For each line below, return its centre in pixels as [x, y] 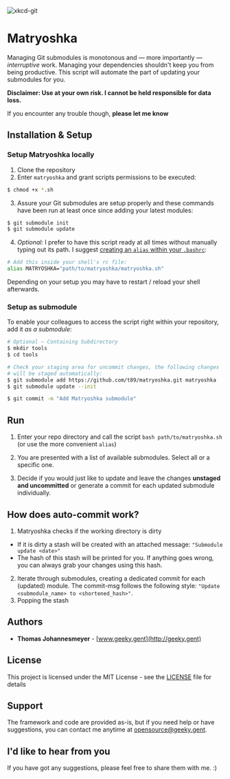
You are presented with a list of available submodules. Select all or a [114, 457]
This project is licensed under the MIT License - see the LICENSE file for [109, 677]
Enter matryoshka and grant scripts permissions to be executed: [106, 177]
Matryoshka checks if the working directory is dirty [89, 531]
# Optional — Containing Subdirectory [62, 342]
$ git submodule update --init [52, 386]
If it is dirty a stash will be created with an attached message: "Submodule [120, 544]
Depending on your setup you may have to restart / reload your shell [104, 282]
